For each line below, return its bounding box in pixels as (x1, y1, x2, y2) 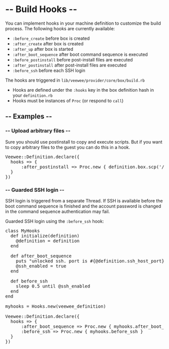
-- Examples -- (5, 112, 52, 121)
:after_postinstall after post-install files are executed (12, 62, 127, 68)
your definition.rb (12, 92, 53, 98)
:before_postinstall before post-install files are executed (12, 56, 133, 62)
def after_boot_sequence (10, 253, 72, 259)
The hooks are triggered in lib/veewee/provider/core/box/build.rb (5, 77, 145, 83)
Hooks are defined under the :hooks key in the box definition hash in (12, 87, 154, 93)
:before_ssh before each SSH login (12, 67, 86, 74)
